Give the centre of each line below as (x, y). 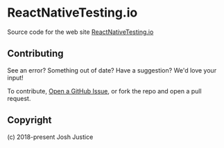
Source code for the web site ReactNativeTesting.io (80, 32)
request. (19, 98)
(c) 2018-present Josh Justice (50, 137)
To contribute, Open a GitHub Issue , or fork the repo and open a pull (105, 91)
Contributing (35, 54)
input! (16, 77)
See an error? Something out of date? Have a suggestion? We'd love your (112, 70)
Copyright (29, 120)
